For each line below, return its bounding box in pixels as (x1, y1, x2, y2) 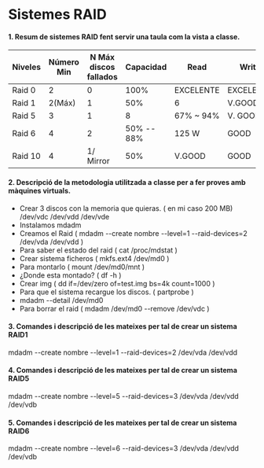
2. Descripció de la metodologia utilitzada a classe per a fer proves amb (8, 177, 246, 186)
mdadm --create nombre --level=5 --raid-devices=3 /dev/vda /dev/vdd (8, 392, 240, 400)
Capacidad (125, 61, 167, 72)
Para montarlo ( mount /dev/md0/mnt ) (19, 262, 145, 271)
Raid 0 (12, 85, 36, 96)
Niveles (12, 61, 42, 72)
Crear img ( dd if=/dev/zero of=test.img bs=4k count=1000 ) (19, 278, 215, 288)
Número (48, 57, 80, 68)
